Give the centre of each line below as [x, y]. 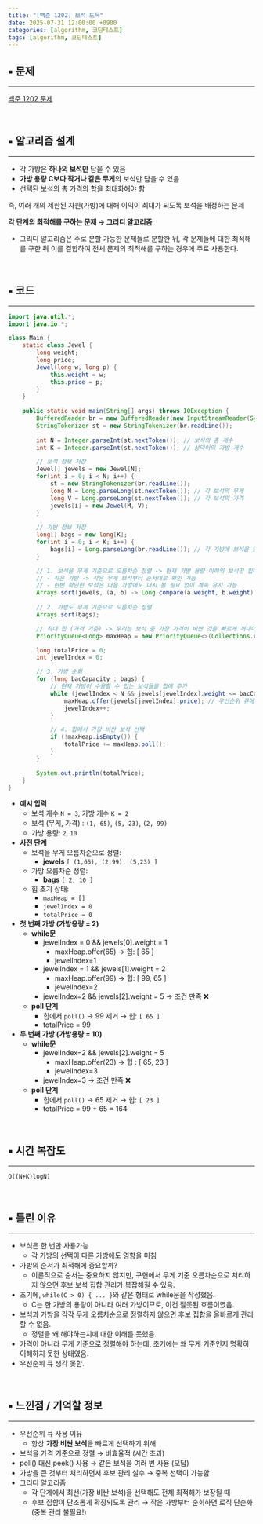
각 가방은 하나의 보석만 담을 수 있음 [73, 169]
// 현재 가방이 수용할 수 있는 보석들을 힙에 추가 [119, 687]
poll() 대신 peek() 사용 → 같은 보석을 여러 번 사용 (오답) [104, 1463]
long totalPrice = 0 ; [72, 650]
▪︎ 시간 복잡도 [37, 1151]
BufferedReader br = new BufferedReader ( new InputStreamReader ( [143, 418]
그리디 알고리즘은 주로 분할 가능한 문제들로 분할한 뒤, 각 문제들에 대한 [125, 238]
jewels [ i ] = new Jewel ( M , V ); [99, 506]
